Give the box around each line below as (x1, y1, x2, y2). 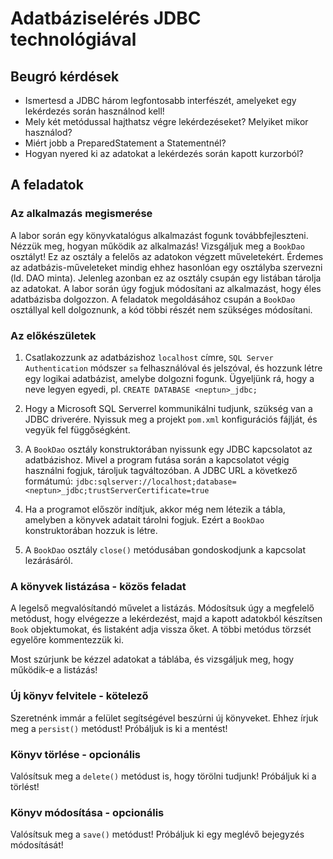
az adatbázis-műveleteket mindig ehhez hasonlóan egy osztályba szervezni (10, 261, 323, 273)
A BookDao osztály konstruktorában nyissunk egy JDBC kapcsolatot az (24, 443, 313, 455)
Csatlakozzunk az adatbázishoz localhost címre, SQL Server (24, 351, 274, 363)
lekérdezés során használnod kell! (24, 105, 165, 117)
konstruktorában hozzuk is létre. (24, 524, 158, 536)
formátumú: (24, 475, 74, 487)
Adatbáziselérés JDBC (10, 7, 202, 30)
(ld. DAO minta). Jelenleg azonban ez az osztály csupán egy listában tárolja (10, 272, 322, 284)
